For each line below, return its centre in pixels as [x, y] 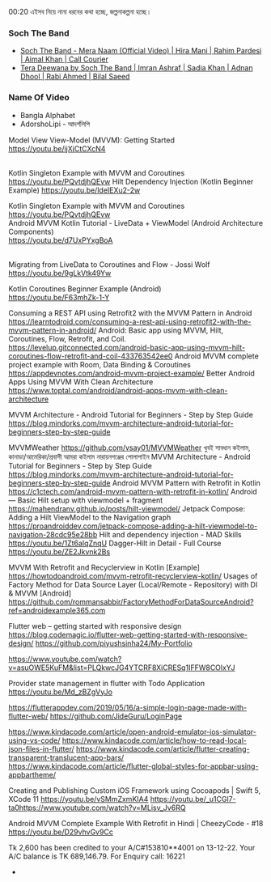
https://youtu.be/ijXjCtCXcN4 [57, 148]
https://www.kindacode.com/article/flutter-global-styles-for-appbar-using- [133, 766]
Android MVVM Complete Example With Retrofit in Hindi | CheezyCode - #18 [136, 823]
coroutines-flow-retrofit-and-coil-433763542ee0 [91, 356]
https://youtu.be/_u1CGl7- [193, 799]
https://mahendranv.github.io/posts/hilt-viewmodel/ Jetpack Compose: [127, 508]
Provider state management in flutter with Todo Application [106, 683]
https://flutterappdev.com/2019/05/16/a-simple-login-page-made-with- [128, 707]
